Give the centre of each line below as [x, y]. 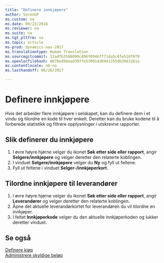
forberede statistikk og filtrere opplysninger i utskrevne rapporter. [73, 124]
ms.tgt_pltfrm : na [24, 38]
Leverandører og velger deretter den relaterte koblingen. [71, 201]
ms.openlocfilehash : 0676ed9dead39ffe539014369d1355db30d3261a [72, 61]
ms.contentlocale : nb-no [31, 66]
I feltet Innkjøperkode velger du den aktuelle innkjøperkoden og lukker [85, 217]
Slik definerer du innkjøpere [49, 140]
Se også [18, 238]
